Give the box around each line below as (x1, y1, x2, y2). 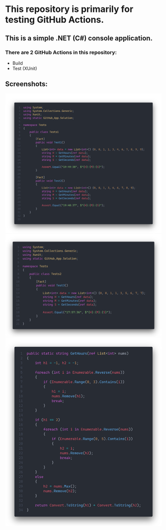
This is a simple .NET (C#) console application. (5, 34, 153, 42)
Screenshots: (5, 80, 48, 88)
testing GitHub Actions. (5, 14, 104, 25)
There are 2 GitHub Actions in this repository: (5, 49, 117, 56)
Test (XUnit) (12, 65, 37, 71)
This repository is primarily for (5, 3, 134, 15)
